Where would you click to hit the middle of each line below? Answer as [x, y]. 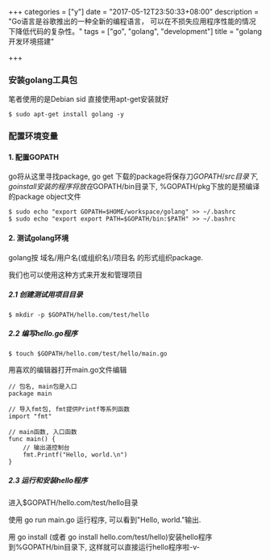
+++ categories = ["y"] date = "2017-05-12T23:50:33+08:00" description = [134, 12]
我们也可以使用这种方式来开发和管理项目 [75, 275]
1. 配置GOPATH [33, 157]
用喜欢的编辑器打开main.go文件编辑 [68, 369]
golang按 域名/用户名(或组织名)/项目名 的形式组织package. [106, 257]
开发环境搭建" [31, 41]
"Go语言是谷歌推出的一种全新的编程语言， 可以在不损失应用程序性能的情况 [132, 21]
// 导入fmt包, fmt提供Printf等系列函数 [69, 409]
